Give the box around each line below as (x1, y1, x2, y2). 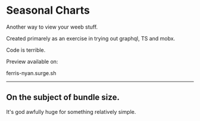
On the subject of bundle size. (6, 92, 120, 103)
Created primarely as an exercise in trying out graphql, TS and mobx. (6, 35, 176, 42)
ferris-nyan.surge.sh (6, 69, 57, 76)
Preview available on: (6, 58, 58, 65)
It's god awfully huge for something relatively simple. (6, 108, 136, 115)
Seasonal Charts (6, 4, 90, 17)
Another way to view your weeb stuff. (6, 23, 98, 30)
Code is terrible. (6, 46, 46, 54)
